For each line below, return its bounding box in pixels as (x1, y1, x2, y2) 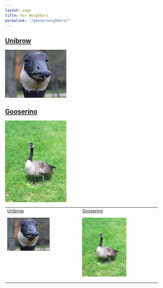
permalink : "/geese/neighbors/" (5, 18, 70, 23)
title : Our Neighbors (5, 13, 49, 18)
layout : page (5, 8, 32, 13)
